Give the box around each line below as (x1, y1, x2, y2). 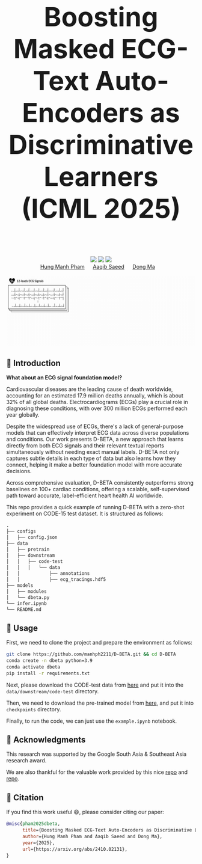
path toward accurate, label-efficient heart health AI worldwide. (6, 492, 164, 499)
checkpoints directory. (6, 705, 61, 712)
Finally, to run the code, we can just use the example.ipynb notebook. (6, 717, 177, 725)
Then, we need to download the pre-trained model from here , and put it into (6, 699, 194, 706)
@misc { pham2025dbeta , (6, 821, 61, 827)
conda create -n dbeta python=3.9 (6, 658, 93, 664)
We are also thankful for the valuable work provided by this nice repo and (6, 768, 188, 776)
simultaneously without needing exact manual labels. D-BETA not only (6, 449, 180, 456)
